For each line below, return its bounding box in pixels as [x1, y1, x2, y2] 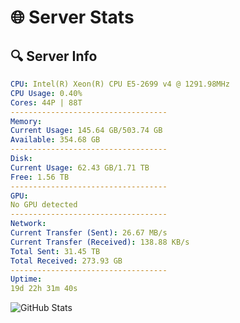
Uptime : [10, 274, 43, 285]
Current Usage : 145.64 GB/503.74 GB [10, 126, 163, 136]
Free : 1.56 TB [10, 172, 70, 182]
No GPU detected [10, 200, 78, 210]
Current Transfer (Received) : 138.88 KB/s [10, 237, 190, 247]
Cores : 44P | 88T [10, 97, 83, 108]
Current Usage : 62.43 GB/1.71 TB [10, 162, 150, 173]
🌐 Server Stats [10, 6, 135, 29]
